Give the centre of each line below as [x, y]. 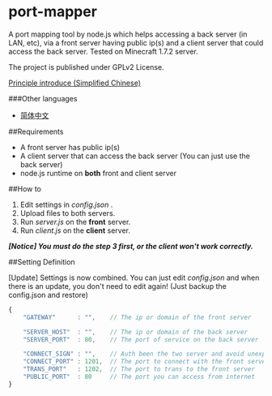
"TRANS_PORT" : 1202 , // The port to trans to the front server [139, 369]
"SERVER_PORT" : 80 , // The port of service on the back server [141, 339]
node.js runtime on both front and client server [98, 173]
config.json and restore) [49, 295]
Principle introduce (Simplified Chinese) [75, 83]
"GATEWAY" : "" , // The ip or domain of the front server [137, 317]
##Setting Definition [42, 261]
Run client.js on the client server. [75, 230]
